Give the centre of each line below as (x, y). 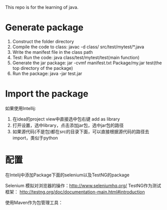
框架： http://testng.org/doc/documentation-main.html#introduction (75, 192)
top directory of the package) (43, 68)
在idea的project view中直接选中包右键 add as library (66, 119)
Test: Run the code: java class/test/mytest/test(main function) (76, 57)
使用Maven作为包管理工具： (34, 202)
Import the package (47, 94)
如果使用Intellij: (21, 108)
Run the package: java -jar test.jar (47, 73)
